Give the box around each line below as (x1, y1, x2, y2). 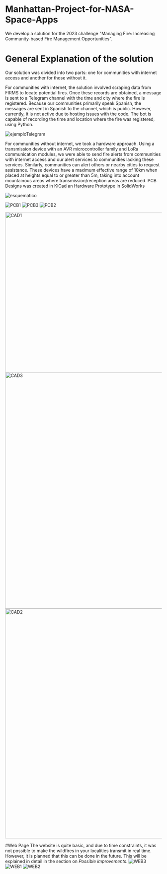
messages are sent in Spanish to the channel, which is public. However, (5, 105, 152, 111)
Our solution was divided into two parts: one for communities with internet (5, 70, 157, 75)
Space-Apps (5, 14, 58, 25)
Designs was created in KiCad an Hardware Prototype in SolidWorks (5, 183, 145, 189)
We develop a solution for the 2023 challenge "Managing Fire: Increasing (5, 30, 155, 36)
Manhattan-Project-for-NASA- (5, 3, 134, 15)
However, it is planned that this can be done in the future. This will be (5, 853, 147, 859)
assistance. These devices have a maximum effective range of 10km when (5, 167, 158, 173)
